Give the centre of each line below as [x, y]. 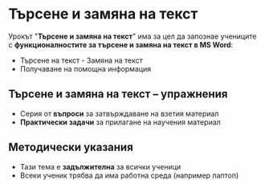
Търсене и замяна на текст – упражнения [118, 94]
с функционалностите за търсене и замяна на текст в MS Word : [121, 44]
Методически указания [71, 147]
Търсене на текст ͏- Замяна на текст [81, 60]
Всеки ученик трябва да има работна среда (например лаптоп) [129, 175]
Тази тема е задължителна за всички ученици [100, 166]
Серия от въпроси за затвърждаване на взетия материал [119, 113]
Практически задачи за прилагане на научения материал [120, 122]
